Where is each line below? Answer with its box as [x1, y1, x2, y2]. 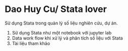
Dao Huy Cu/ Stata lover [5, 3, 107, 15]
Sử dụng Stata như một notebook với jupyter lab [12, 29, 112, 35]
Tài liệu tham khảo [12, 40, 50, 46]
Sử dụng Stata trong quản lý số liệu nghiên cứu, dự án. [5, 20, 118, 26]
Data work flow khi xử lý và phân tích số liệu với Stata [12, 35, 123, 41]
